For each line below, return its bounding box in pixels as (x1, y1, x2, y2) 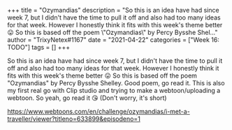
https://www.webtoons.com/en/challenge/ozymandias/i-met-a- (7, 108, 190, 115)
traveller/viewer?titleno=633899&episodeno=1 (7, 115, 141, 123)
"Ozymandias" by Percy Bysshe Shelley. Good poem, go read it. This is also (7, 79, 225, 87)
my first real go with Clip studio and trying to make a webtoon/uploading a (7, 87, 221, 94)
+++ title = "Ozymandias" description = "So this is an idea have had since (7, 6, 219, 14)
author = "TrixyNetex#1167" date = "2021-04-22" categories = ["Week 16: (7, 36, 220, 44)
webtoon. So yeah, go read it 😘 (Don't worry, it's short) (7, 94, 167, 102)
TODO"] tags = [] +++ (7, 43, 71, 51)
